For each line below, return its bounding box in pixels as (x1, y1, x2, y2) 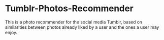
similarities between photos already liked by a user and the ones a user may (5, 24, 159, 30)
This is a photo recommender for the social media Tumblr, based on (5, 19, 143, 25)
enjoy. (5, 29, 18, 35)
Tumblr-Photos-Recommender (5, 3, 134, 14)
